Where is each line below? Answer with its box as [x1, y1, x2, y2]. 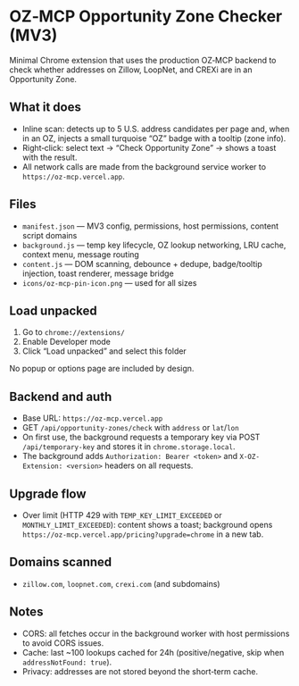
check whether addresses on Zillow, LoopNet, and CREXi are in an [9, 64, 253, 75]
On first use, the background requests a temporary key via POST [21, 431, 261, 443]
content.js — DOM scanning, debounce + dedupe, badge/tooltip [21, 258, 262, 269]
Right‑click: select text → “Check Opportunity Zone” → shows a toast [21, 142, 277, 153]
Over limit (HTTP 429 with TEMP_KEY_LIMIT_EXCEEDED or [21, 510, 222, 520]
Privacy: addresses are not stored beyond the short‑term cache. [21, 665, 259, 676]
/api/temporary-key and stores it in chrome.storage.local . [21, 441, 236, 452]
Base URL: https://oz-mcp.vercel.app [21, 413, 163, 423]
